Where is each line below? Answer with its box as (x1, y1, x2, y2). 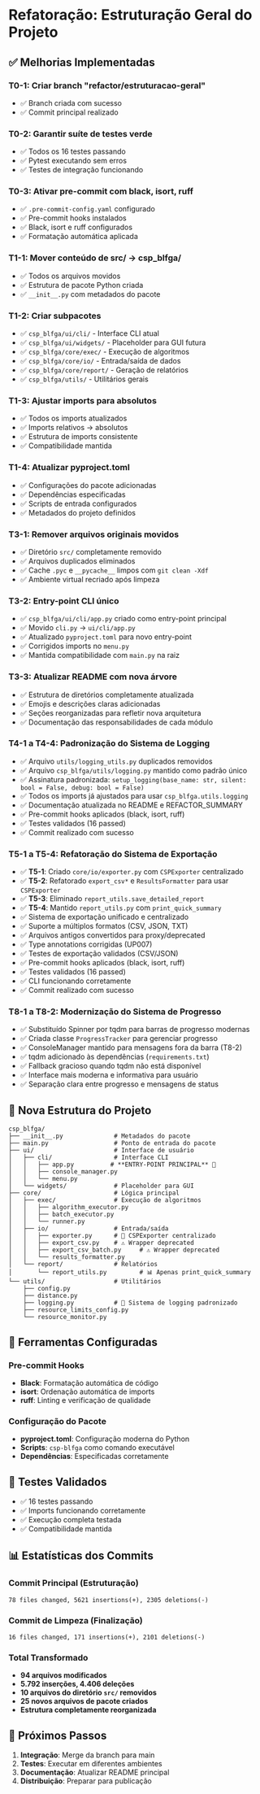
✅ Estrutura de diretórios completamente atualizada (19, 690, 194, 699)
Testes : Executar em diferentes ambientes (19, 1759, 162, 1769)
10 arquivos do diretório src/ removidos (19, 1687, 157, 1697)
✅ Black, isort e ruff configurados (19, 222, 132, 233)
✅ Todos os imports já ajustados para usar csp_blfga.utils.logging (19, 790, 249, 800)
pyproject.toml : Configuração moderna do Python (19, 1434, 190, 1444)
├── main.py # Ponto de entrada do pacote (8, 1139, 217, 1147)
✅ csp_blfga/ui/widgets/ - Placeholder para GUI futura (19, 337, 206, 347)
